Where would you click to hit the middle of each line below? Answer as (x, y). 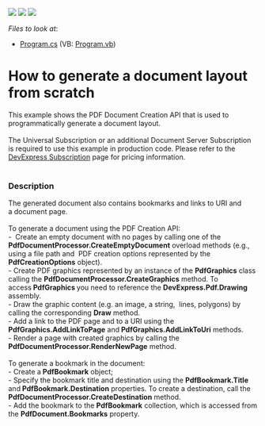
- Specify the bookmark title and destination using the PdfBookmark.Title (129, 380)
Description (31, 186)
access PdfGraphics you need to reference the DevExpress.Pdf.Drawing (128, 288)
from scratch (51, 93)
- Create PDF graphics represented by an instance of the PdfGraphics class (132, 271)
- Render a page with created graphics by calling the (94, 338)
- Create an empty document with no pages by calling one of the (115, 237)
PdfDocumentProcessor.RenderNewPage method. (92, 347)
